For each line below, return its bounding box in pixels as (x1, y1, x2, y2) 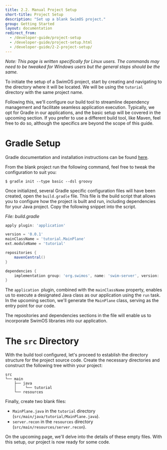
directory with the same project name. (5, 89, 84, 95)
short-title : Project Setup (5, 12, 64, 17)
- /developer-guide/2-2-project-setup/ (9, 44, 93, 49)
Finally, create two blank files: (5, 398, 66, 404)
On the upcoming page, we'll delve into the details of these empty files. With (5, 433, 162, 440)
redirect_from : (5, 30, 37, 35)
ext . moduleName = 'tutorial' (5, 241, 66, 246)
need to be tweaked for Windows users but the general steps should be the (5, 63, 161, 69)
